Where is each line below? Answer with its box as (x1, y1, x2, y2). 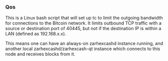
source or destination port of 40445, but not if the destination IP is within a (5, 25, 161, 31)
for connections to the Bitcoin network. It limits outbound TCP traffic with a (5, 20, 162, 26)
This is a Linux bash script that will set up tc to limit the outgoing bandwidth (5, 15, 163, 21)
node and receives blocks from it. (5, 51, 76, 57)
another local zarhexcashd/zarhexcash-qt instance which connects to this (5, 46, 160, 52)
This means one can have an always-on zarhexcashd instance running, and (5, 40, 163, 46)
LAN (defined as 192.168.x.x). (5, 31, 66, 37)
